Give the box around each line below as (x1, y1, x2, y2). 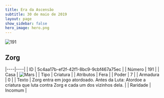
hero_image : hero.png (5, 26, 50, 31)
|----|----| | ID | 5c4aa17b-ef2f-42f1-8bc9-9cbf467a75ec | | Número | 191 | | (5, 66, 160, 72)
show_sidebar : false (5, 21, 48, 26)
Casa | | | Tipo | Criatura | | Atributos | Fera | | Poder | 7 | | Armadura (5, 71, 160, 77)
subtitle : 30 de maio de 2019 (5, 12, 67, 17)
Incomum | (5, 87, 27, 93)
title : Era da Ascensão (5, 7, 54, 12)
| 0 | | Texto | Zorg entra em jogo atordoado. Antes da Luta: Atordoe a (5, 77, 146, 83)
